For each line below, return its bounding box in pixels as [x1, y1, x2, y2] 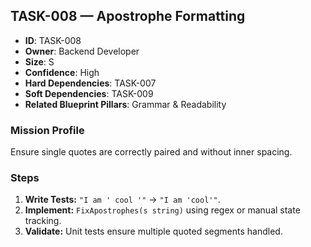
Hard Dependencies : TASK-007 [24, 77, 157, 89]
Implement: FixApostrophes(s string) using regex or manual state [24, 204, 301, 216]
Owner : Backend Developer [24, 45, 140, 57]
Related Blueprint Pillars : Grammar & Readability [24, 98, 227, 110]
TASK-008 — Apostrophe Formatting [10, 8, 246, 25]
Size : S [24, 55, 55, 68]
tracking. [24, 215, 62, 227]
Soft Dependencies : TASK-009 [24, 87, 154, 99]
